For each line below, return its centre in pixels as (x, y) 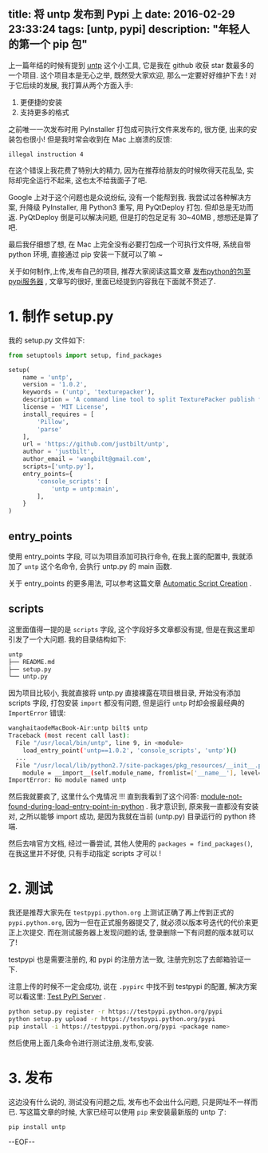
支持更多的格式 (44, 112)
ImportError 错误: (37, 713)
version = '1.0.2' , (55, 385)
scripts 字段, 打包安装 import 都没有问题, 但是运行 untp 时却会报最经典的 (126, 703)
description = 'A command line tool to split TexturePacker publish (139, 400)
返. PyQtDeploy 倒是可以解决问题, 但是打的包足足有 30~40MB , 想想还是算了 (134, 217)
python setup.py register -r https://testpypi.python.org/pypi (116, 1012)
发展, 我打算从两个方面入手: (88, 85)
